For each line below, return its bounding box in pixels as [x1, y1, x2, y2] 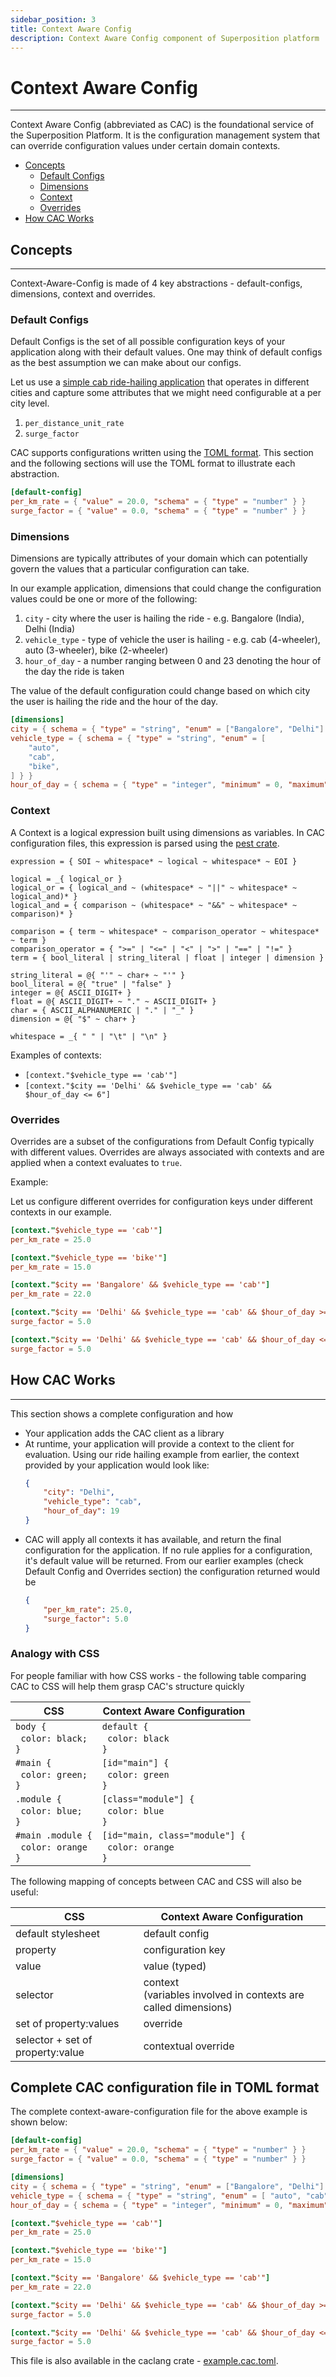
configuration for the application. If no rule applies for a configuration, [24, 1544, 313, 1556]
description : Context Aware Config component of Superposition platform [10, 33, 320, 43]
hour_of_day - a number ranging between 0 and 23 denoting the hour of [24, 655, 322, 667]
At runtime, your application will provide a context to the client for [24, 1437, 295, 1450]
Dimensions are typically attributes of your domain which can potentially [10, 552, 308, 565]
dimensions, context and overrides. [10, 288, 156, 300]
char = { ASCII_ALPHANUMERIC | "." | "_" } [10, 1005, 195, 1015]
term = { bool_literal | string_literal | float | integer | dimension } [10, 952, 325, 963]
